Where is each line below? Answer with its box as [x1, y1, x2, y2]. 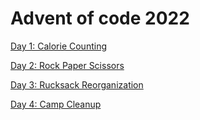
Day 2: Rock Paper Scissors [10, 59, 125, 71]
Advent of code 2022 [10, 7, 190, 30]
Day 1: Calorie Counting [10, 40, 107, 52]
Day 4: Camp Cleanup [10, 98, 102, 110]
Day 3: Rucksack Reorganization [10, 78, 144, 91]
